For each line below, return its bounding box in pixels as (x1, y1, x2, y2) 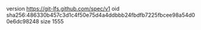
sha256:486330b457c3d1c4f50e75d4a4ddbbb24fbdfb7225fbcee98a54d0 (6, 11, 196, 19)
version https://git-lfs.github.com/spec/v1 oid (6, 5, 120, 12)
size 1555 (40, 18, 64, 25)
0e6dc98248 (6, 18, 40, 25)
